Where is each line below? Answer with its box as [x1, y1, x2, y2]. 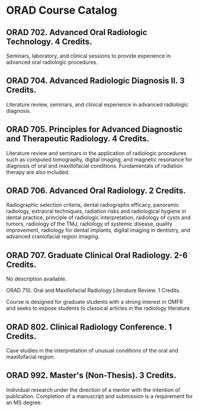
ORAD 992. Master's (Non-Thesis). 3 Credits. [6, 370, 176, 380]
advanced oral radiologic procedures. [6, 59, 98, 65]
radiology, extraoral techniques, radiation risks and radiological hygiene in [6, 207, 187, 215]
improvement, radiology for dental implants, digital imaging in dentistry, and [6, 227, 191, 234]
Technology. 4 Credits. [6, 36, 92, 46]
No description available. [6, 275, 67, 282]
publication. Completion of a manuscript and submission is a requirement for [6, 392, 193, 400]
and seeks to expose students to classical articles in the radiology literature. [6, 304, 191, 312]
